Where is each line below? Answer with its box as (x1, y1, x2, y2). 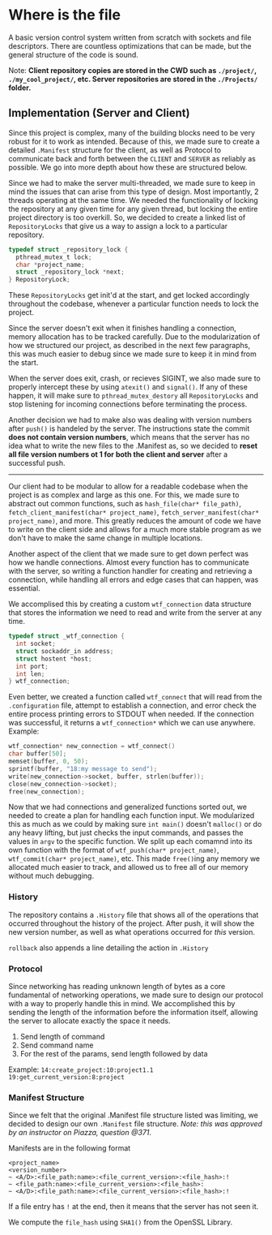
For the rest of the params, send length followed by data (19, 1048, 208, 1058)
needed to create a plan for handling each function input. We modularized (8, 811, 255, 820)
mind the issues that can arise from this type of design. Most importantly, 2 (8, 187, 259, 196)
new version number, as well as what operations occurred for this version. (8, 927, 256, 936)
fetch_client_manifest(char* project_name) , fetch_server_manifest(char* (8, 507, 259, 517)
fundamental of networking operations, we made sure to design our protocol (8, 990, 264, 1000)
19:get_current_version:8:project (8, 1073, 125, 1081)
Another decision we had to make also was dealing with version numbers (8, 415, 253, 425)
